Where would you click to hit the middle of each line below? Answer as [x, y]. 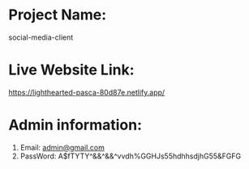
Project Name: [58, 15]
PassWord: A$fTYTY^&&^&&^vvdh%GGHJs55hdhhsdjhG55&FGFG [131, 156]
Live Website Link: [72, 70]
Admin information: [75, 125]
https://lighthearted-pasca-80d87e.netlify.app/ [87, 92]
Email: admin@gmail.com [62, 147]
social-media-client [41, 37]
